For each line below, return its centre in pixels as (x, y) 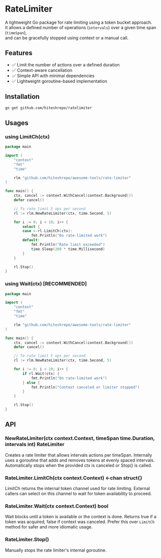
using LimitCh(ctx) (27, 137)
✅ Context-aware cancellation (42, 70)
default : (31, 240)
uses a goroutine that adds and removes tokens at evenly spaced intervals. (80, 460)
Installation (22, 97)
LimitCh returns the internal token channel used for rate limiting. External (78, 488)
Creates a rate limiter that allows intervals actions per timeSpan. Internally (79, 455)
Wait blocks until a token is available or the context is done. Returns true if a (81, 517)
